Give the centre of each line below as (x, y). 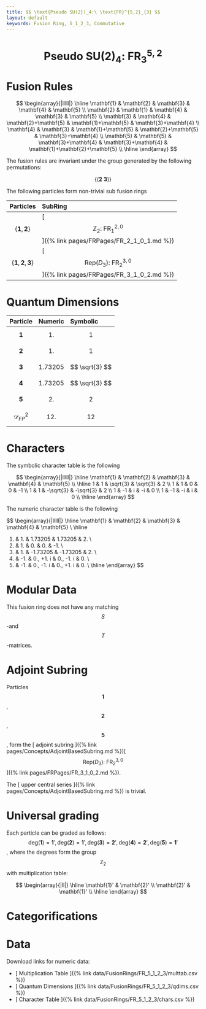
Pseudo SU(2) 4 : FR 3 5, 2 (103, 56)
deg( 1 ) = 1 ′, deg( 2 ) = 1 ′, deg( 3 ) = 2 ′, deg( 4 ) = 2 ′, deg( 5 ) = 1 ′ (103, 843)
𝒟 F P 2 (21, 417)
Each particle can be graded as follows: (56, 833)
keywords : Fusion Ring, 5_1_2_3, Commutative (65, 23)
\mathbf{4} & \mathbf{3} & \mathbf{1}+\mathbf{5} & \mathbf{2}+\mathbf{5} (103, 130)
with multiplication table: (37, 873)
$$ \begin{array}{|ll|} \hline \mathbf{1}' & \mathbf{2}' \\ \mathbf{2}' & (103, 885)
